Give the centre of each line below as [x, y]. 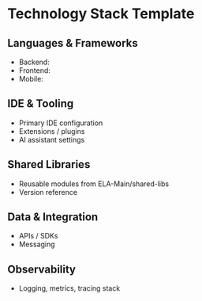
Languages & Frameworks [73, 43]
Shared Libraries [49, 164]
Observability [42, 269]
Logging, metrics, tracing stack [69, 288]
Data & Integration [53, 217]
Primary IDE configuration [61, 123]
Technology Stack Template [101, 14]
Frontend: [34, 70]
